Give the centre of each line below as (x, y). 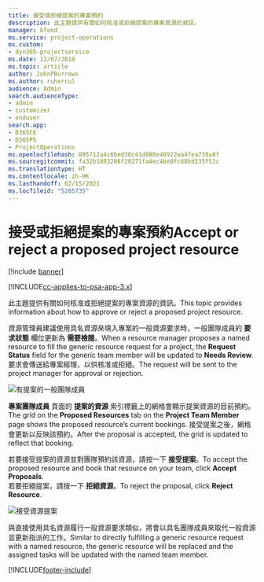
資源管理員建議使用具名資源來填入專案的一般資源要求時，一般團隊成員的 (125, 328)
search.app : (27, 125)
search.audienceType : (44, 96)
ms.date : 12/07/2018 (42, 60)
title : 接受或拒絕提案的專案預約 (56, 15)
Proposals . (26, 476)
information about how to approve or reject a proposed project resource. (126, 311)
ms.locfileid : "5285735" (49, 191)
